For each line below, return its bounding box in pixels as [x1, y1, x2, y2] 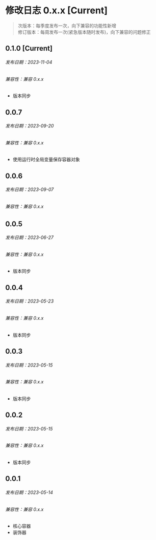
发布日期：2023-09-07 [5, 186, 54, 192]
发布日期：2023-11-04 [5, 59, 53, 65]
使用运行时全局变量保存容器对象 [12, 157, 80, 163]
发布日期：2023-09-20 [5, 123, 54, 129]
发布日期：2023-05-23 [5, 298, 54, 305]
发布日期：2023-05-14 [5, 489, 54, 495]
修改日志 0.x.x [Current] [5, 5, 108, 16]
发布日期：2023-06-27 [5, 234, 54, 241]
